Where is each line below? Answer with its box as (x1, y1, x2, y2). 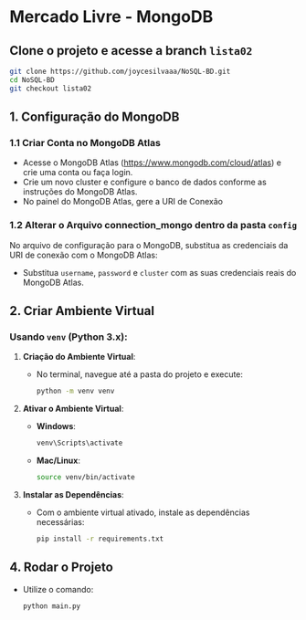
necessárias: (36, 516, 85, 527)
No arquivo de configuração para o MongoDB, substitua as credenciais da (9, 239, 289, 250)
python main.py (22, 601, 81, 611)
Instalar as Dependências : (22, 489, 125, 499)
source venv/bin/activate (36, 473, 135, 482)
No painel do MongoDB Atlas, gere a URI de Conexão (22, 196, 224, 207)
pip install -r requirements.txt (36, 534, 164, 543)
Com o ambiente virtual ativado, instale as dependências (36, 507, 250, 518)
